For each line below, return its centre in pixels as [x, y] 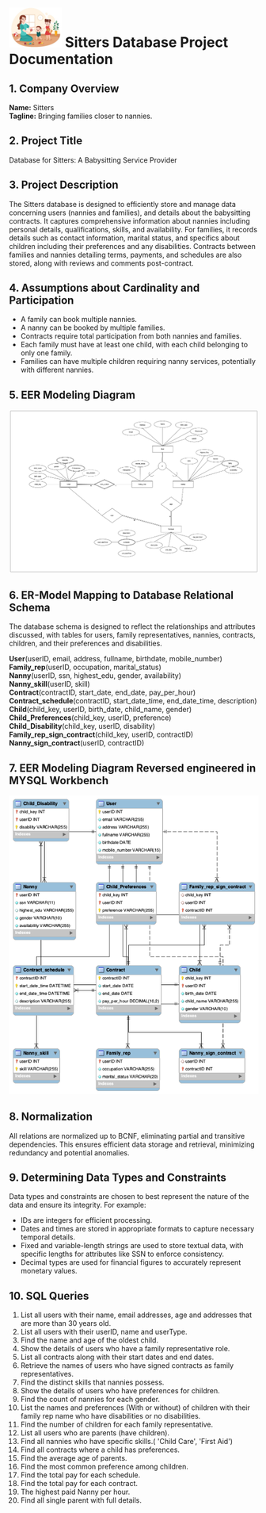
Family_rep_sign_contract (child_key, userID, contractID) [101, 735]
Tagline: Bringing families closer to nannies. [81, 116]
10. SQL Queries [49, 1296]
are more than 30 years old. [66, 1323]
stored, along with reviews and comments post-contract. [101, 263]
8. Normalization [51, 1117]
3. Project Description [64, 185]
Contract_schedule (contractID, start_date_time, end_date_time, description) [133, 701]
